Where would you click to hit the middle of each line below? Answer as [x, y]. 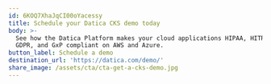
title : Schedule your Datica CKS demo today [84, 23]
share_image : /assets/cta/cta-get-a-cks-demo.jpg [94, 68]
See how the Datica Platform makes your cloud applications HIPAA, [131, 38]
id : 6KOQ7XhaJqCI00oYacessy [56, 16]
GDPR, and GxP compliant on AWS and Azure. [90, 46]
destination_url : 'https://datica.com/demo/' [86, 61]
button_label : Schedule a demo [61, 53]
